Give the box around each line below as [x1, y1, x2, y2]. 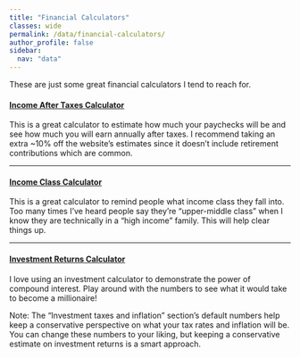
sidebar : [9, 46, 42, 55]
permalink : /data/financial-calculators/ [9, 29, 166, 38]
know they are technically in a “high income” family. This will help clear [9, 215, 271, 226]
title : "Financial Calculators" [9, 12, 129, 22]
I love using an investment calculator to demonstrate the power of [9, 273, 252, 284]
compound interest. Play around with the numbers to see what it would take [9, 283, 287, 294]
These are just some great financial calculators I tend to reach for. [9, 79, 252, 89]
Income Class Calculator [9, 176, 103, 187]
